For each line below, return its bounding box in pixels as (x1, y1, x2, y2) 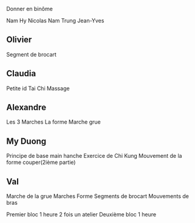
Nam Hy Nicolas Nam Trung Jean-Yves (6, 17, 104, 24)
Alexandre (6, 102, 47, 113)
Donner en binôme (6, 5, 53, 12)
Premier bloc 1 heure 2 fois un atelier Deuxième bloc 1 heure (6, 211, 157, 218)
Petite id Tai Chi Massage (6, 85, 70, 92)
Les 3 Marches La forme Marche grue (6, 118, 101, 126)
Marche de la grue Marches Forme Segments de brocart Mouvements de (6, 193, 190, 200)
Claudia (6, 68, 36, 79)
